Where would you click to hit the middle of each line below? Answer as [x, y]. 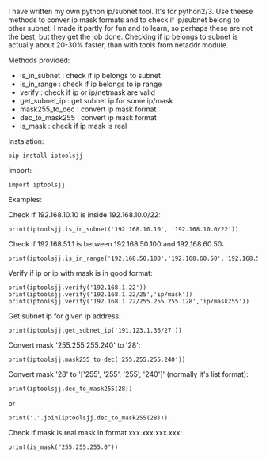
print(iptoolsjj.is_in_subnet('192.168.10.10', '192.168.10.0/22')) [123, 229]
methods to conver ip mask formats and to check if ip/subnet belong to [124, 20]
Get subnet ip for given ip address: [65, 316]
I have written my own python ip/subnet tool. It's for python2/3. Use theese [131, 11]
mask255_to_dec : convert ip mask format [88, 109]
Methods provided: [39, 60]
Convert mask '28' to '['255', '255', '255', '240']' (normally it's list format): [128, 374]
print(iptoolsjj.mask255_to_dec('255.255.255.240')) [97, 359]
